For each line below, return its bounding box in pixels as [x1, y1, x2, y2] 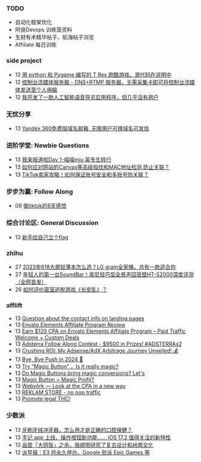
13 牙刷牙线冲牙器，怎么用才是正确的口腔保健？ [14, 426, 133, 433]
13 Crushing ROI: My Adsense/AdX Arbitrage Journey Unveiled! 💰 [14, 347, 179, 354]
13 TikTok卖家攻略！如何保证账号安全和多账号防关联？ [14, 171, 149, 178]
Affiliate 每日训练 [14, 41, 57, 49]
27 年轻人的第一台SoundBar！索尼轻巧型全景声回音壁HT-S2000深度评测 [14, 271, 194, 278]
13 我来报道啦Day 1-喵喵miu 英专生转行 [14, 156, 112, 163]
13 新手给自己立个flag [14, 233, 69, 241]
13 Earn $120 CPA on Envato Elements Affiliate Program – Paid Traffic [14, 327, 186, 335]
